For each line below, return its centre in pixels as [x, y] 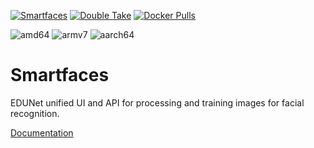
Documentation [42, 132]
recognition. [35, 113]
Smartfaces [60, 75]
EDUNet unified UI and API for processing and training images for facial [157, 102]
